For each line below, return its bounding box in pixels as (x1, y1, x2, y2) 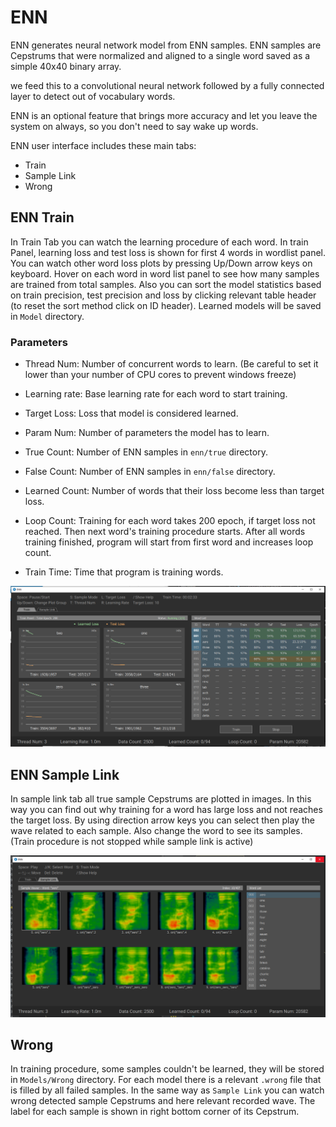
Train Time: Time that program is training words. (24, 566, 224, 578)
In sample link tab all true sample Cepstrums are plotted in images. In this (10, 793, 312, 805)
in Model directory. (10, 310, 85, 322)
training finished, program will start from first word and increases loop (24, 536, 314, 548)
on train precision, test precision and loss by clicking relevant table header (10, 289, 317, 301)
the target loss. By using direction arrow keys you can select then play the (10, 814, 315, 826)
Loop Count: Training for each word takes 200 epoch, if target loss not (24, 515, 316, 527)
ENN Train (10, 209, 75, 226)
